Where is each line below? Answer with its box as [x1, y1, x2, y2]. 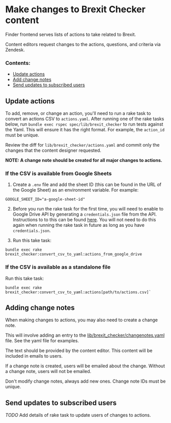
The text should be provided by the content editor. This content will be [5, 347, 153, 354]
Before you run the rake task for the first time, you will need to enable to [12, 206, 164, 212]
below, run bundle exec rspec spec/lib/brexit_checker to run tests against [5, 121, 164, 127]
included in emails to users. [5, 353, 63, 359]
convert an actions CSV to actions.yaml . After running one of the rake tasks [5, 116, 164, 122]
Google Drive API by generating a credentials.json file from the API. [12, 211, 157, 218]
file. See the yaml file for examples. [5, 338, 79, 344]
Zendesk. [5, 46, 25, 53]
